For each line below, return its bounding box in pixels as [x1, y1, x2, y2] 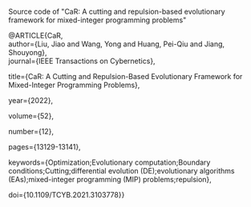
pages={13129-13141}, [8, 142, 82, 151]
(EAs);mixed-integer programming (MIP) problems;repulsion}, [8, 175, 213, 184]
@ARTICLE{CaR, [8, 31, 63, 40]
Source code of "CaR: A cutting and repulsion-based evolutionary [8, 7, 226, 16]
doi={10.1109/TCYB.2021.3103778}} [8, 190, 125, 199]
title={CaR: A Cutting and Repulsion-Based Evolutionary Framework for [8, 72, 243, 81]
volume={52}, [8, 111, 55, 121]
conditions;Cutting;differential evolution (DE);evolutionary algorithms [8, 166, 235, 175]
